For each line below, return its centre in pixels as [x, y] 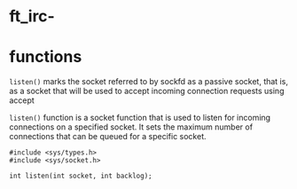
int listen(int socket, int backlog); [81, 176]
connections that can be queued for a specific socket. [108, 137]
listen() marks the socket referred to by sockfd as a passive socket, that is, [148, 82]
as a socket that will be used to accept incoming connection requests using [147, 91]
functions [46, 57]
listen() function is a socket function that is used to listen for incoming [140, 118]
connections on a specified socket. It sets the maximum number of [131, 127]
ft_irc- [32, 16]
